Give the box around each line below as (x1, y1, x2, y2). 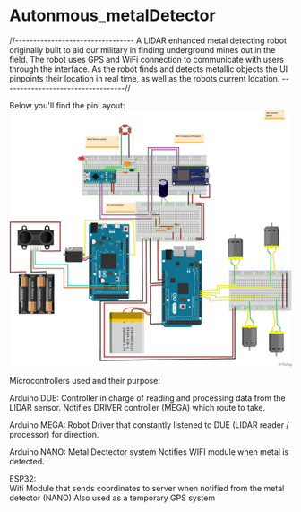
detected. (9, 456, 45, 466)
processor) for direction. (9, 429, 99, 439)
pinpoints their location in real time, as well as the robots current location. (9, 73, 280, 83)
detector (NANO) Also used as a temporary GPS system (9, 492, 216, 503)
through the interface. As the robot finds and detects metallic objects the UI (9, 64, 288, 74)
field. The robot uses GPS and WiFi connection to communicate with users (9, 54, 284, 65)
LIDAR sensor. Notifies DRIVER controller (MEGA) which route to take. (9, 402, 266, 412)
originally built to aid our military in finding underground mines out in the (9, 44, 276, 55)
